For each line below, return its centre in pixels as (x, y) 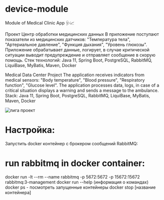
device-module (37, 9)
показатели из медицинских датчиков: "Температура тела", (68, 39)
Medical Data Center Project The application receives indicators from (75, 75)
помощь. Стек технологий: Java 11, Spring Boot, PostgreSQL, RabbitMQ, (79, 60)
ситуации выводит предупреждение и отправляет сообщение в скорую (80, 55)
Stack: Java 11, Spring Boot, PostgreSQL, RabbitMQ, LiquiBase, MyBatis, (78, 95)
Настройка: (30, 130)
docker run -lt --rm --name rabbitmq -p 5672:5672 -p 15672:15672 (73, 177)
